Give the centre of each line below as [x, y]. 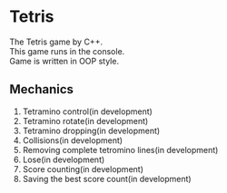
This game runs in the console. [67, 51]
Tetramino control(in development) [87, 111]
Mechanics [42, 89]
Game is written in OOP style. [64, 61]
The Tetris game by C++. [56, 42]
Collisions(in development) [73, 140]
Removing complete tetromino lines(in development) [120, 150]
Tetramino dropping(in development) [91, 130]
